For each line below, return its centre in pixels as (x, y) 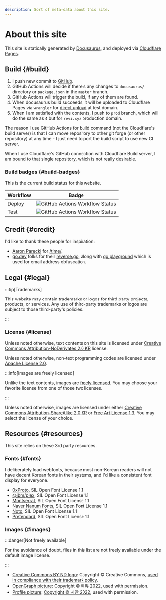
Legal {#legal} (28, 277)
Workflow (19, 195)
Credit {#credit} (30, 229)
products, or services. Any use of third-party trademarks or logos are (76, 304)
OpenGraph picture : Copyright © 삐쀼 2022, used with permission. (80, 586)
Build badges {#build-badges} (43, 172)
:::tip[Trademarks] (24, 290)
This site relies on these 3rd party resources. (51, 446)
